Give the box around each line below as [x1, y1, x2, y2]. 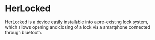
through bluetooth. [5, 29, 42, 35]
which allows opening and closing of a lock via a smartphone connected [5, 24, 150, 30]
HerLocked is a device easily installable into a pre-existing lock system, [5, 19, 149, 25]
